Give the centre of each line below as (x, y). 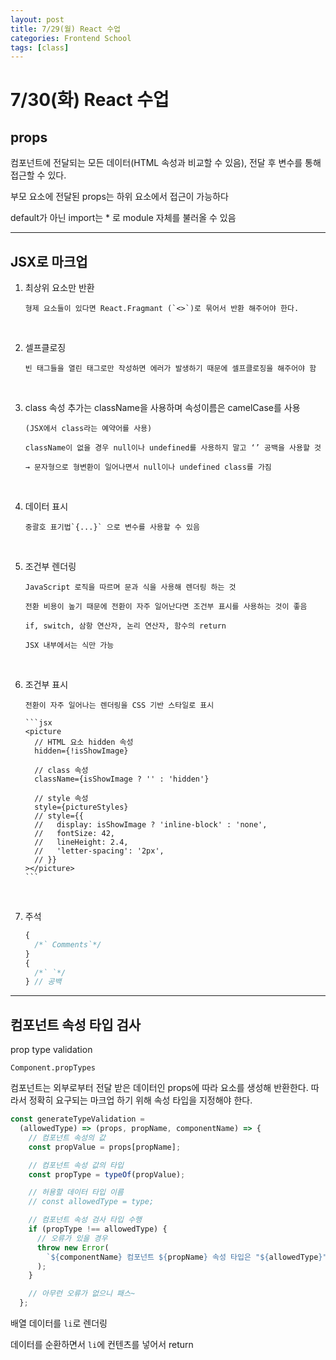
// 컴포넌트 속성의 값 (67, 1137)
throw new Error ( (73, 1247)
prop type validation (51, 1050)
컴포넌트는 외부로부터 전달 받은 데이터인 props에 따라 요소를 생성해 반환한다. (159, 1088)
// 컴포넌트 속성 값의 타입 (76, 1165)
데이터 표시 (46, 507)
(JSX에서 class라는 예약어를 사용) (88, 429)
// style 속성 (61, 799)
